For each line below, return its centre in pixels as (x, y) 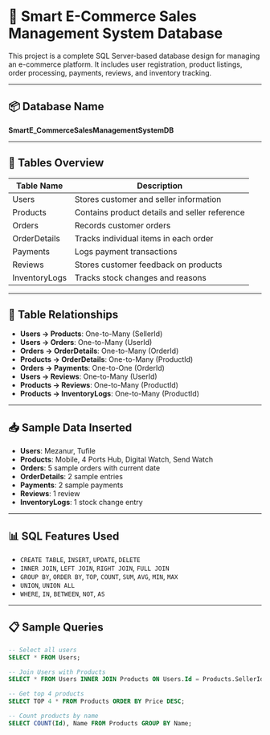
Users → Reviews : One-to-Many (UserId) (89, 376)
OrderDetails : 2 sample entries (71, 477)
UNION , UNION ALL (47, 585)
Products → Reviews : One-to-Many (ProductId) (99, 385)
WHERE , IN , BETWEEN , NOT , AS (62, 593)
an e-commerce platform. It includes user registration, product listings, (125, 64)
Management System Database (116, 33)
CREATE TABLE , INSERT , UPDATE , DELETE (80, 559)
